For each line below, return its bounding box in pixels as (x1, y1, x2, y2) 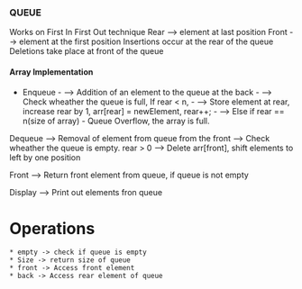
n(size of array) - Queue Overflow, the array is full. (22, 115, 210, 126)
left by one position (9, 151, 81, 163)
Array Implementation (9, 66, 94, 77)
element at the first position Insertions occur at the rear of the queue (19, 36, 274, 47)
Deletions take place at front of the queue (9, 46, 164, 57)
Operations (9, 218, 96, 239)
